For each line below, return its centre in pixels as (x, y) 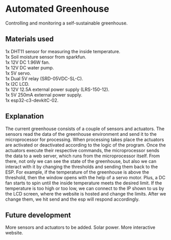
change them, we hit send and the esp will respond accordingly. (72, 199)
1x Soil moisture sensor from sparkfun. (46, 57)
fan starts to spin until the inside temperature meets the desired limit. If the (84, 183)
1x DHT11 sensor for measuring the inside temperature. (63, 51)
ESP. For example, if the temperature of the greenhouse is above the (77, 172)
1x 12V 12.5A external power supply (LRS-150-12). (57, 89)
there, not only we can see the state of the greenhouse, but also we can (81, 161)
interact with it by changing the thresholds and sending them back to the (82, 166)
